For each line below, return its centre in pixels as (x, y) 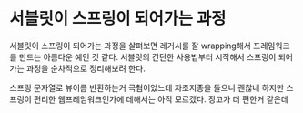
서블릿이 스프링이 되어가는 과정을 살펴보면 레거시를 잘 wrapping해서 (131, 46)
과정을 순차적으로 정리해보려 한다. (86, 68)
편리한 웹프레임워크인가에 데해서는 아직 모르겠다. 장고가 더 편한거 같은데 (161, 99)
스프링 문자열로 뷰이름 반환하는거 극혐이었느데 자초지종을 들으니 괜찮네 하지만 (147, 87)
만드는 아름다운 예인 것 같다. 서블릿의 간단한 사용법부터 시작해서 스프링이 (147, 56)
